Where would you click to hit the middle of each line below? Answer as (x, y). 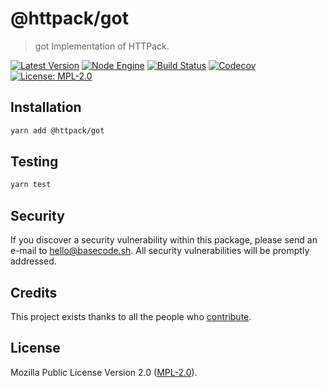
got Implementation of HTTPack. (102, 46)
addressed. (33, 261)
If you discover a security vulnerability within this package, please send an (164, 240)
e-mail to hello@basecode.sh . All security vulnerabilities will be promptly (160, 251)
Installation (46, 107)
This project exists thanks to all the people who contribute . (131, 316)
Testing (34, 162)
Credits (34, 292)
